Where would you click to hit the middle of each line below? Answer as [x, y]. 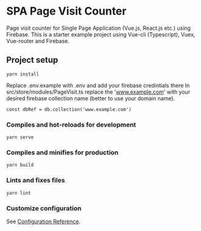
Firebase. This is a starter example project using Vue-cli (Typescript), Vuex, [101, 34]
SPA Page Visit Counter [66, 11]
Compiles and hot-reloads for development [71, 125]
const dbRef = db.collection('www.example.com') [69, 109]
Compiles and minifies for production [62, 152]
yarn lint [19, 193]
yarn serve [20, 137]
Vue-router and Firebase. [38, 41]
